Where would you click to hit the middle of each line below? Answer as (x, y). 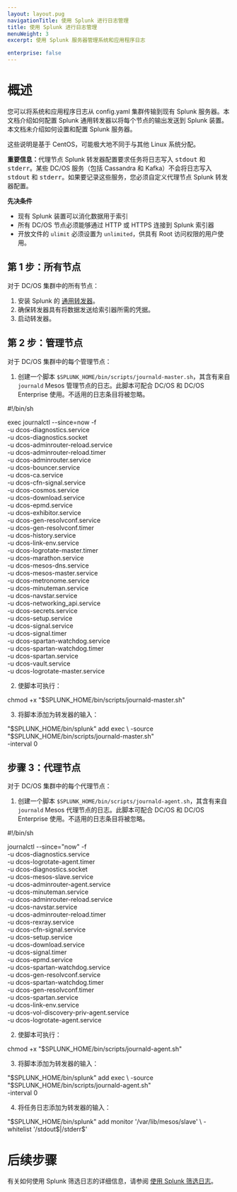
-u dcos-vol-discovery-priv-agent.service (68, 1012)
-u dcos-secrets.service (42, 610)
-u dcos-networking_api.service (54, 603)
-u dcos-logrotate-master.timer (53, 550)
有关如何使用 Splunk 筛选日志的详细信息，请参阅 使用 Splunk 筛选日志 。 (112, 1181)
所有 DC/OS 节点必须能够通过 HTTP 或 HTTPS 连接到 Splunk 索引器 (116, 225)
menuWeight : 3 (28, 34)
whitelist (19, 1130)
